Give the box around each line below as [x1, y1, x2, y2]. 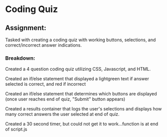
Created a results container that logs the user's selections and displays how [5, 106, 162, 112]
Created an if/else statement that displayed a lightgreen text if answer [5, 76, 149, 82]
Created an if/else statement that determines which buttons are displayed [5, 91, 157, 97]
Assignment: [5, 24, 47, 32]
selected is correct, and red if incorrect [5, 81, 86, 87]
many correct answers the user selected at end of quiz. [5, 111, 120, 117]
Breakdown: [5, 54, 36, 61]
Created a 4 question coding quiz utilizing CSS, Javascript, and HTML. [5, 66, 151, 72]
